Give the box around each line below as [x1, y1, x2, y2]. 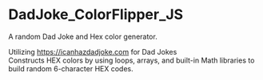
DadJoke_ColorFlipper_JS [8, 6, 184, 24]
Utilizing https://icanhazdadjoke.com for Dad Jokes [8, 47, 177, 56]
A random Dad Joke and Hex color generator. [8, 32, 157, 41]
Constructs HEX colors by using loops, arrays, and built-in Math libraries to [8, 55, 255, 65]
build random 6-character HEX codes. [8, 63, 133, 73]
